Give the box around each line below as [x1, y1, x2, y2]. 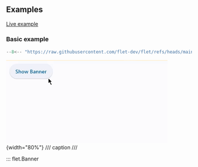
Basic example [6, 35, 49, 43]
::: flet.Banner [6, 155, 39, 162]
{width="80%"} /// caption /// [6, 143, 78, 151]
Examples [6, 5, 43, 15]
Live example [6, 20, 38, 27]
